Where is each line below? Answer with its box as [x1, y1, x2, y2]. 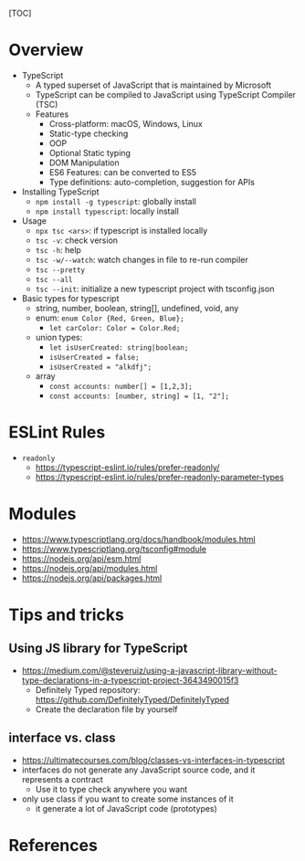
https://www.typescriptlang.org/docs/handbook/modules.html [21, 533, 257, 544]
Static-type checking [48, 128, 129, 139]
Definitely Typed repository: [35, 684, 141, 695]
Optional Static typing [48, 147, 131, 158]
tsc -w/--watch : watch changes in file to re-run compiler [35, 254, 248, 265]
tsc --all [35, 275, 74, 284]
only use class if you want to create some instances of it [21, 793, 234, 804]
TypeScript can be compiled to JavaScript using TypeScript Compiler [35, 89, 296, 100]
